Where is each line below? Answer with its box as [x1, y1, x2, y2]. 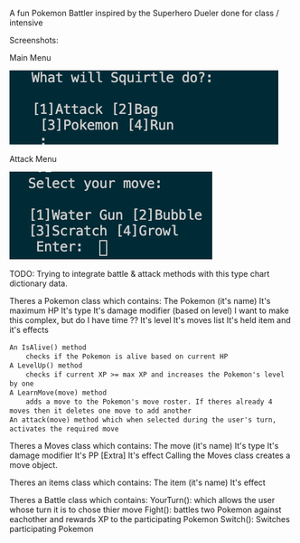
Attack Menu [9, 154, 57, 164]
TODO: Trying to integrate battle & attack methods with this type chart [9, 269, 270, 279]
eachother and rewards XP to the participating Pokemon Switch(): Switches [9, 514, 291, 524]
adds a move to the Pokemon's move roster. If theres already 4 [25, 397, 273, 406]
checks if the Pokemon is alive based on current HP [25, 352, 229, 361]
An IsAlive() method [9, 343, 88, 352]
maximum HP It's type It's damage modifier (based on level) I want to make [9, 305, 289, 316]
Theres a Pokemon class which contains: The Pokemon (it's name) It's [9, 296, 271, 306]
